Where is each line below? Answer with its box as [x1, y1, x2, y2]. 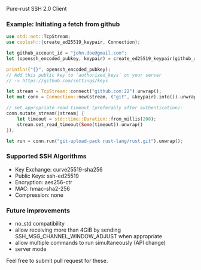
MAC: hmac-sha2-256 [14, 185, 71, 192]
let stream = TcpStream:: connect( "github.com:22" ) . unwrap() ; [6, 88, 162, 95]
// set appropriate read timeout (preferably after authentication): [6, 105, 184, 111]
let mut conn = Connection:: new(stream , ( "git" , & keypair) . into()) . [6, 94, 181, 100]
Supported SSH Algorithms [6, 152, 87, 161]
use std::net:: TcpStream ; [6, 34, 71, 40]
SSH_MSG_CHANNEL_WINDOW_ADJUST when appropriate [14, 233, 163, 240]
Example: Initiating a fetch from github [6, 20, 120, 28]
